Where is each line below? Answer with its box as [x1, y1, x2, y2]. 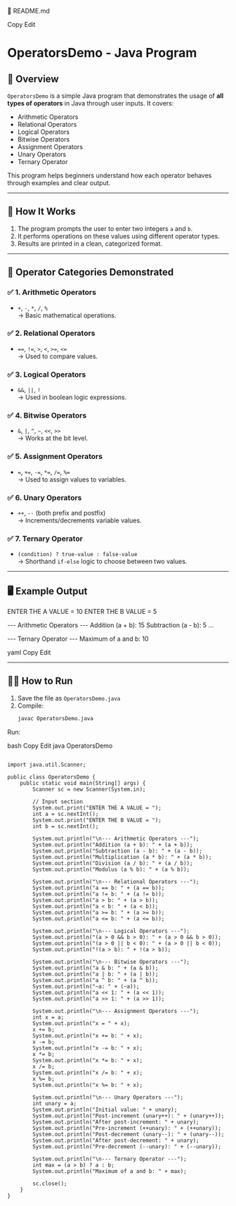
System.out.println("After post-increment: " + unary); [32, 1118, 199, 1126]
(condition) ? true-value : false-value [17, 551, 138, 558]
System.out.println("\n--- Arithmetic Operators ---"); [32, 835, 199, 842]
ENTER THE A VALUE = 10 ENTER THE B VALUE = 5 [7, 608, 157, 616]
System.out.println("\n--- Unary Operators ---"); [32, 1093, 184, 1101]
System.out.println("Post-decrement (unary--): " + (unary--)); [32, 1131, 225, 1138]
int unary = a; [32, 1100, 77, 1107]
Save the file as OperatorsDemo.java [17, 693, 121, 702]
